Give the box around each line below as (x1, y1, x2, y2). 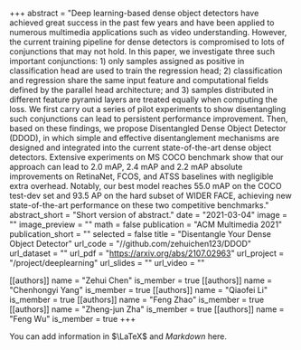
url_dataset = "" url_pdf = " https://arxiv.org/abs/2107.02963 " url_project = (9, 248, 285, 259)
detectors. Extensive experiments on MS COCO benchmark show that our (9, 152, 284, 162)
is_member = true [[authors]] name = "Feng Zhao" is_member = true (9, 294, 265, 305)
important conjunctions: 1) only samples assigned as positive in (9, 56, 245, 66)
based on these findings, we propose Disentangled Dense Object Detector (9, 123, 287, 134)
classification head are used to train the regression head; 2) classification (9, 65, 283, 76)
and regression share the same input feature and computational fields (9, 75, 269, 85)
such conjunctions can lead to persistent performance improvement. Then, (9, 113, 288, 124)
